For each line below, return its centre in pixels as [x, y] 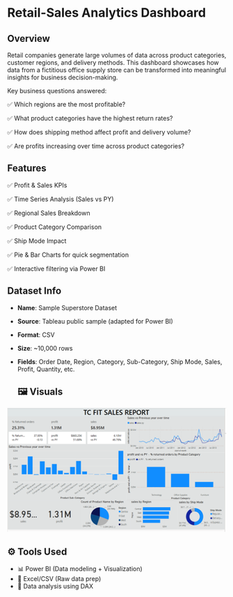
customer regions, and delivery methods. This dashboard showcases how [113, 63]
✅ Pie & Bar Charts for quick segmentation [68, 255]
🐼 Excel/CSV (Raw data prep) [59, 579]
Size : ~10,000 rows [45, 348]
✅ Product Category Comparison [55, 227]
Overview [29, 39]
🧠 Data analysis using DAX [55, 587]
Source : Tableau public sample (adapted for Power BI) [95, 321]
